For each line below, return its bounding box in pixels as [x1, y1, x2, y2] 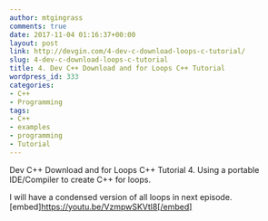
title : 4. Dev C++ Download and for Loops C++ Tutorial [9, 64, 225, 73]
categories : [9, 81, 55, 90]
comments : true [9, 22, 67, 31]
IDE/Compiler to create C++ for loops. [9, 174, 152, 185]
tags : [9, 106, 30, 115]
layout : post [9, 38, 59, 48]
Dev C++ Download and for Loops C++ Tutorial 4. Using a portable [9, 164, 260, 175]
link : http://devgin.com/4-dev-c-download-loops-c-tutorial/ [9, 47, 246, 56]
